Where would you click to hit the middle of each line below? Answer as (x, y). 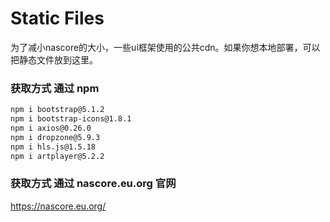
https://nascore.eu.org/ (58, 206)
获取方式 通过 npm (55, 88)
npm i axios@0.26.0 (51, 128)
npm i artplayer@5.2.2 (57, 156)
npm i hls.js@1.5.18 (53, 147)
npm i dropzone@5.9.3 (55, 137)
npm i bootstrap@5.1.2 (57, 110)
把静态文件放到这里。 (54, 59)
